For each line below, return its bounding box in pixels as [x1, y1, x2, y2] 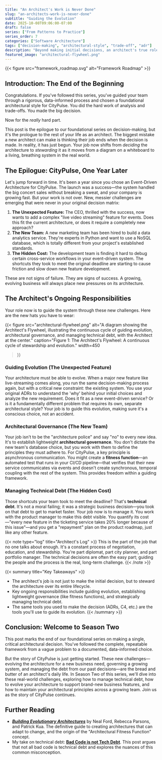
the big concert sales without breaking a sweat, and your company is [5, 190, 142, 195]
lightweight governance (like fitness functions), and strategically [12, 593, 140, 599]
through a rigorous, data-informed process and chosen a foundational [5, 97, 144, 103]
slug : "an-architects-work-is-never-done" [5, 12, 92, 16]
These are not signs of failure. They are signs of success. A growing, [5, 275, 142, 281]
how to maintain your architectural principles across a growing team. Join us [5, 686, 157, 692]
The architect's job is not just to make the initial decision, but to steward [12, 578, 155, 584]
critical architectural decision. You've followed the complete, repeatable [5, 641, 148, 647]
